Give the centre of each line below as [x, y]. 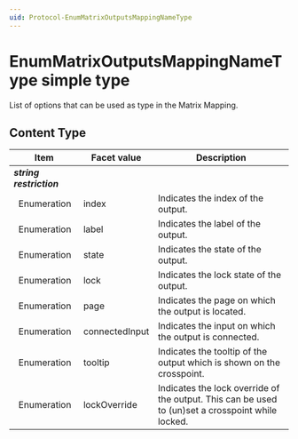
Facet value [116, 158]
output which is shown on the [220, 363]
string [27, 172]
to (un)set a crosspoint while [218, 411]
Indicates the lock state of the [220, 275]
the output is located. [202, 312]
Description [221, 158]
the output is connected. [209, 337]
